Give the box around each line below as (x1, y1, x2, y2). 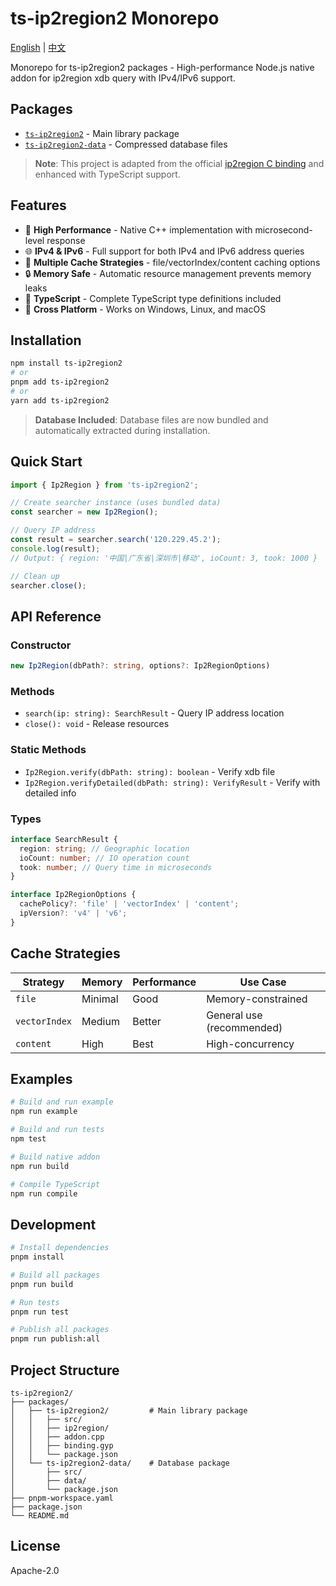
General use (206, 1008, 263, 1022)
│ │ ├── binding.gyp (10, 1441, 114, 1451)
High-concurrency (206, 1037, 295, 1051)
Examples (10, 1070, 73, 1087)
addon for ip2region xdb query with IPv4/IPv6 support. (10, 72, 236, 84)
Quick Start (10, 453, 83, 471)
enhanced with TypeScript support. (34, 168, 181, 180)
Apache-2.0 (10, 1564, 60, 1576)
